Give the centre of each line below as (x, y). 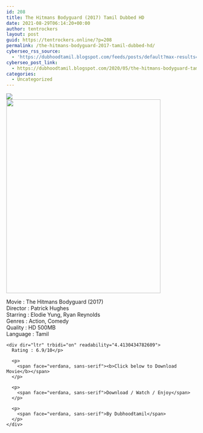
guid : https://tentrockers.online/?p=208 (59, 40)
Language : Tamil (28, 334)
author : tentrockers (32, 29)
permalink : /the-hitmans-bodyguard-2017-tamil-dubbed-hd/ (81, 46)
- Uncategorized (32, 79)
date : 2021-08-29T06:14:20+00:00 (48, 23)
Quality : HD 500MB (31, 328)
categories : (21, 74)
